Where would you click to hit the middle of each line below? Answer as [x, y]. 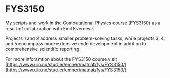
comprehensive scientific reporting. [43, 49]
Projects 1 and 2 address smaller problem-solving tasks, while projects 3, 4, [85, 38]
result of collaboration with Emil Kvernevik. [51, 28]
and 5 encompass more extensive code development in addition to [76, 43]
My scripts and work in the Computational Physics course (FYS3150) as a [83, 23]
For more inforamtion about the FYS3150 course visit [61, 59]
